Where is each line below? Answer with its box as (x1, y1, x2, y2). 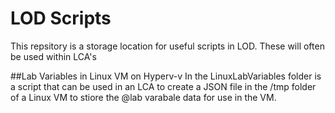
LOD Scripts (10, 7, 112, 30)
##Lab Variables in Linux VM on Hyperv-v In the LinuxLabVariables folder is (10, 70, 322, 82)
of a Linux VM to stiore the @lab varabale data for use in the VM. (10, 91, 277, 103)
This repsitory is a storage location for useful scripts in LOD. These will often (10, 40, 325, 52)
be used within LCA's (10, 50, 97, 62)
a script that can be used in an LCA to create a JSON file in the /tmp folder (10, 80, 317, 92)
